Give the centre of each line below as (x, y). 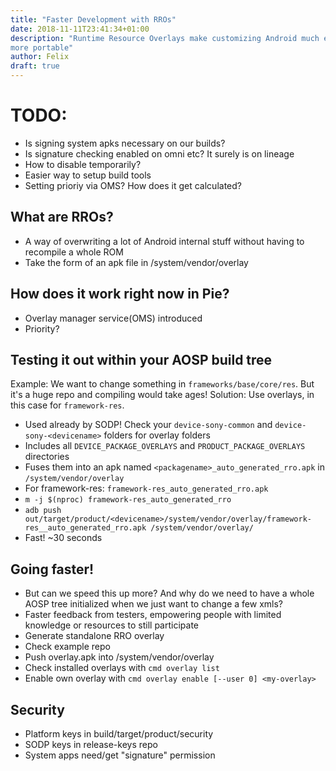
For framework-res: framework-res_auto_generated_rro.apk (146, 488)
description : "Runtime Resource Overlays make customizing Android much (165, 38)
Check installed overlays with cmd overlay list (122, 668)
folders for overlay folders (157, 435)
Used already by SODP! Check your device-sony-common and (148, 425)
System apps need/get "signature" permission (120, 755)
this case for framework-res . (67, 405)
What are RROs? (62, 217)
